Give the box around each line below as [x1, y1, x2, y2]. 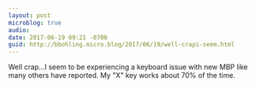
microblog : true [8, 19, 62, 27]
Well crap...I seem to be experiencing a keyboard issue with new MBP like [8, 62, 248, 71]
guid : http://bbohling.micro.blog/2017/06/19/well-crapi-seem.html [8, 41, 235, 49]
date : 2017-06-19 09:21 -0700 [8, 33, 108, 42]
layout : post [8, 11, 51, 20]
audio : [8, 26, 30, 34]
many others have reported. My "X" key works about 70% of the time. [8, 71, 235, 80]
